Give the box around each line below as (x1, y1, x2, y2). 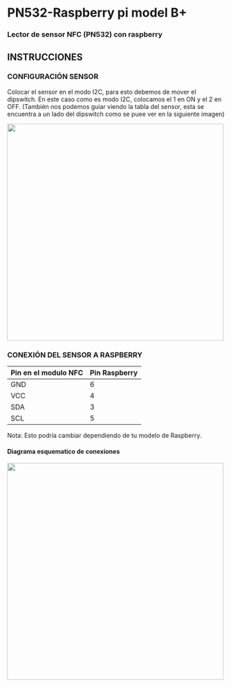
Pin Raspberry (89, 368, 138, 378)
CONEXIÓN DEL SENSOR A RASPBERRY (7, 350, 143, 359)
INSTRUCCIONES (7, 51, 83, 63)
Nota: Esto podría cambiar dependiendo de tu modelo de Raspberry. (7, 432, 202, 440)
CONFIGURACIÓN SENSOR (7, 71, 99, 81)
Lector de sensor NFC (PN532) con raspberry (7, 30, 163, 40)
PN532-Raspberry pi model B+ (7, 5, 187, 21)
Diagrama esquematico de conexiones (7, 447, 120, 455)
